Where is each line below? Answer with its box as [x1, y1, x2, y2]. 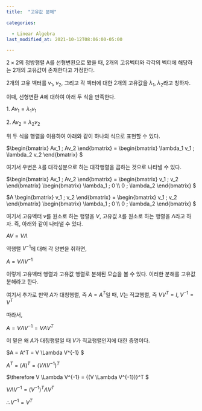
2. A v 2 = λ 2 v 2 [6, 118, 40, 127]
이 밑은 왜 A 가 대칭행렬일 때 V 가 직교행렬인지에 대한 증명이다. [6, 337, 150, 344]
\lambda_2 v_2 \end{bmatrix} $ [6, 150, 83, 158]
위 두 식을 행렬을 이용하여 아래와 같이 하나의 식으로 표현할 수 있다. [6, 132, 160, 140]
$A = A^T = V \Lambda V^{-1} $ [6, 349, 84, 356]
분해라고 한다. [6, 277, 39, 285]
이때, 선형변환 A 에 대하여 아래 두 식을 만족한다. [6, 93, 116, 100]
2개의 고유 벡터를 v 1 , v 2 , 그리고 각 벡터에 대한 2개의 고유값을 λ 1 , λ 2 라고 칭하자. [6, 79, 191, 88]
